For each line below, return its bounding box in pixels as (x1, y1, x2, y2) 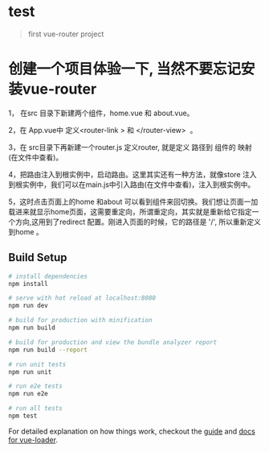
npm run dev (8, 301, 48, 310)
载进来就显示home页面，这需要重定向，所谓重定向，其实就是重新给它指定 (8, 206, 253, 216)
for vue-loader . (8, 434, 59, 445)
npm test (8, 412, 38, 421)
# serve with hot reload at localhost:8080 (8, 294, 157, 302)
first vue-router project (27, 29, 104, 39)
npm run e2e (8, 390, 48, 398)
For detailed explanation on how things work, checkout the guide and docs (8, 426, 255, 436)
